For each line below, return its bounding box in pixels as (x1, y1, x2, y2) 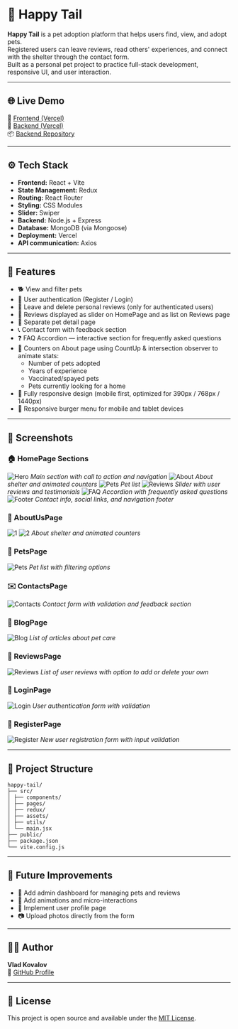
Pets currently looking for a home (28, 382, 126, 390)
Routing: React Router (17, 193, 84, 202)
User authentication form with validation (32, 701, 151, 710)
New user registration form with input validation (40, 736, 180, 744)
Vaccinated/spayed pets (28, 375, 99, 383)
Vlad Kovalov (7, 960, 47, 969)
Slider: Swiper (17, 208, 60, 217)
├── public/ (7, 831, 42, 838)
